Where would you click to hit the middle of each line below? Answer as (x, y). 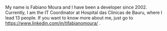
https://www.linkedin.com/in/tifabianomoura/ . (53, 23)
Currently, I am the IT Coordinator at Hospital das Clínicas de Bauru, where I (84, 12)
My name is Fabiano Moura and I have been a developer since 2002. (76, 7)
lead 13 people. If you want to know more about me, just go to (69, 18)
